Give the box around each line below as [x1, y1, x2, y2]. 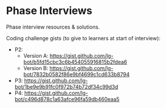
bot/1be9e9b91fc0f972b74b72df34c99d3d [14, 83, 118, 90]
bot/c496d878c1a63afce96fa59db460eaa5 [14, 95, 120, 103]
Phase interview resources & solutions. [6, 23, 100, 30]
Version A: [23, 52, 49, 59]
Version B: [23, 64, 49, 71]
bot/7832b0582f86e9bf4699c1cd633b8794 [23, 71, 130, 78]
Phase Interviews [6, 4, 93, 18]
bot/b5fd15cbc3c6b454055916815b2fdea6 [23, 58, 127, 65]
